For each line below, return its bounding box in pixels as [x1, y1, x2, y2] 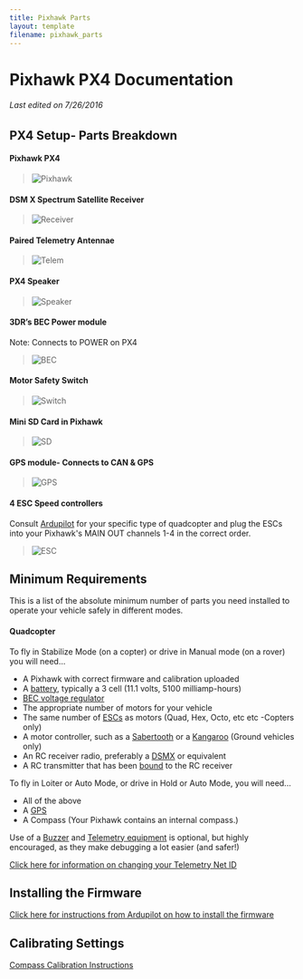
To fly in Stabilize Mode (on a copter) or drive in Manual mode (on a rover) [9, 645, 286, 657]
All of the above [22, 795, 81, 806]
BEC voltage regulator [22, 693, 105, 703]
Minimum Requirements [9, 571, 147, 586]
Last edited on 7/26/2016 [9, 100, 104, 111]
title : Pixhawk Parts [9, 13, 91, 23]
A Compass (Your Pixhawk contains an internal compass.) [22, 814, 239, 825]
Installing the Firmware [9, 886, 142, 900]
